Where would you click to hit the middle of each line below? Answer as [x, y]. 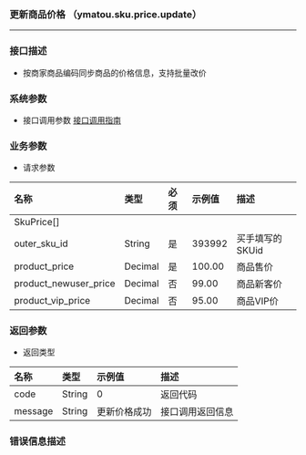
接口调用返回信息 [197, 412]
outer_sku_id [41, 243]
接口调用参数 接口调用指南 [71, 119]
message [34, 411]
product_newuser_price [65, 284]
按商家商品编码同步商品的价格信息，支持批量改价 [114, 72]
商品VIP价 [258, 301]
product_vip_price [52, 301]
